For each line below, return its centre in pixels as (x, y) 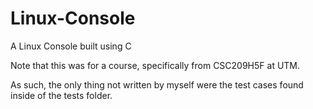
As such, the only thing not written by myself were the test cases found (157, 84)
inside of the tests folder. (61, 95)
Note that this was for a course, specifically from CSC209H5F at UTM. (155, 65)
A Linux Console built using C (71, 46)
